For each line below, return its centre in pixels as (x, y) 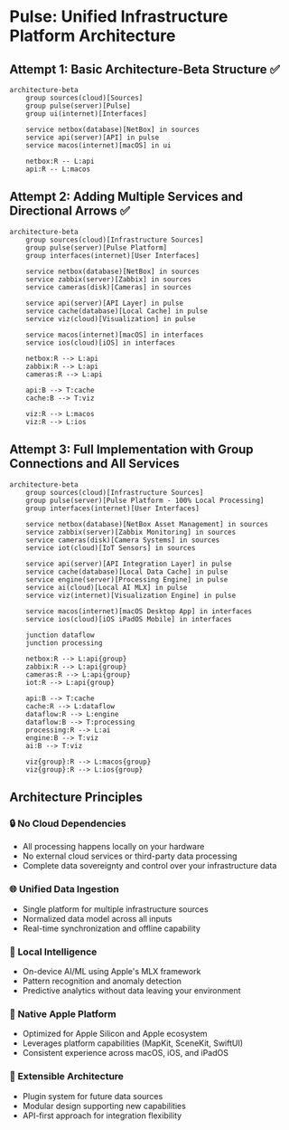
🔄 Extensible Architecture (67, 1077)
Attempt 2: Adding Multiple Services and (126, 197)
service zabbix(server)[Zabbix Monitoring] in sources (131, 532)
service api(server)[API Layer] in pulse (104, 303)
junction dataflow (60, 635)
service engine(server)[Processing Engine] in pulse (127, 579)
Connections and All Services (95, 464)
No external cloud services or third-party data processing (130, 856)
